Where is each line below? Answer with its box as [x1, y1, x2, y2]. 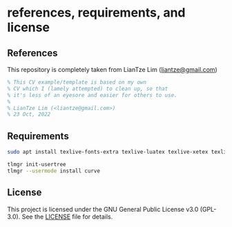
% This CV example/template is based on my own [7, 79, 147, 86]
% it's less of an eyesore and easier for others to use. [7, 91, 177, 98]
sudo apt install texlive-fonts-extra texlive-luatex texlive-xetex [7, 149, 209, 156]
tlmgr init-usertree [7, 161, 67, 167]
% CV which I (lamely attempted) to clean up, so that [7, 85, 168, 92]
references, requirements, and [7, 5, 186, 21]
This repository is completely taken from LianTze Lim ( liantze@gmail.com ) [7, 66, 217, 73]
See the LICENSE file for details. [21, 212, 113, 221]
